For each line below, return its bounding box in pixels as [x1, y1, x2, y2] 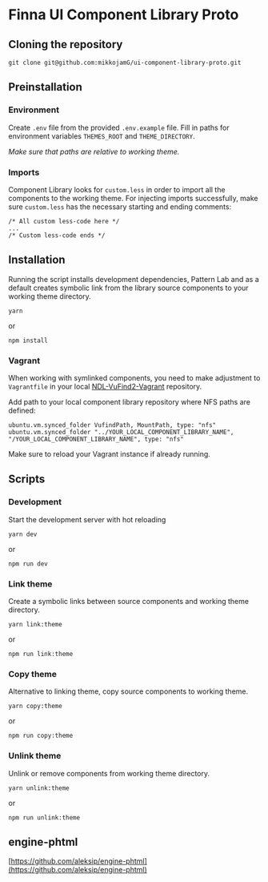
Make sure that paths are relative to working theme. [8, 147, 180, 156]
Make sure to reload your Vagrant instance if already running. [8, 449, 210, 459]
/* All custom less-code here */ [8, 217, 120, 225]
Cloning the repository [8, 38, 123, 51]
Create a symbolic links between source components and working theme [8, 597, 250, 606]
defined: [8, 406, 36, 416]
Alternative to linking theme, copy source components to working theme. [8, 687, 249, 696]
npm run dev [8, 559, 48, 568]
